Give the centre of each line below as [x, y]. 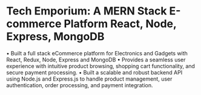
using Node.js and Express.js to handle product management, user [89, 79]
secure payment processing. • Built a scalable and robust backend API [94, 72]
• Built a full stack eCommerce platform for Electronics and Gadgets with [97, 53]
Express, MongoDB [55, 37]
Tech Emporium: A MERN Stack [87, 11]
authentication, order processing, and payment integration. [80, 85]
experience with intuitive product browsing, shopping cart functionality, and [101, 66]
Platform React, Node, [120, 24]
